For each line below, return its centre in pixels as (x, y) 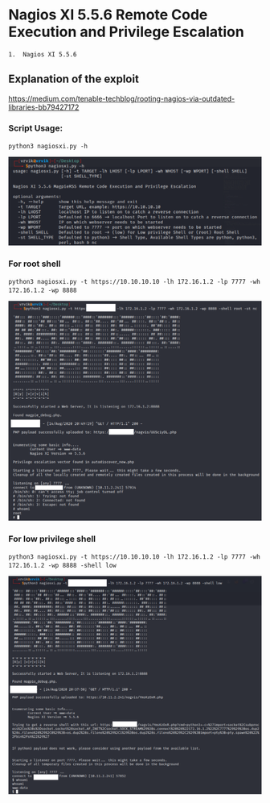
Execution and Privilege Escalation (127, 32)
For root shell (35, 264)
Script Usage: (35, 128)
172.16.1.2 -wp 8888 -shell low (62, 565)
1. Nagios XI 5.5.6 (43, 54)
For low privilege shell (52, 539)
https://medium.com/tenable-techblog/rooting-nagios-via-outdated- (122, 98)
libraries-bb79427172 (44, 107)
